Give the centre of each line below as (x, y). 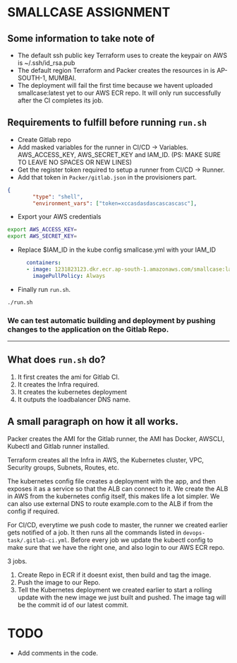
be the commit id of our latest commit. (73, 604)
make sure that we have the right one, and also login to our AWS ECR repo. (116, 547)
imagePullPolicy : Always (69, 276)
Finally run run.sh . (44, 289)
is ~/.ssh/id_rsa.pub (46, 63)
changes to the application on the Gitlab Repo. (88, 329)
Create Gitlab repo (44, 139)
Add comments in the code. (58, 653)
